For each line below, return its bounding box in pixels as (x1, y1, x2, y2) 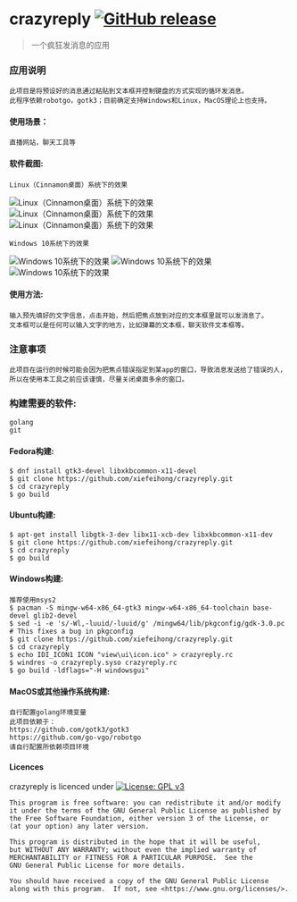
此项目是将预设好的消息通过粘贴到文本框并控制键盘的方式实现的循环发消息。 (9, 87, 249, 96)
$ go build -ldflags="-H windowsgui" (9, 666, 150, 675)
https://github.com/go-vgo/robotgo (9, 733, 142, 742)
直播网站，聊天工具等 (9, 139, 76, 148)
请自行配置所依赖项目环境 (9, 743, 89, 752)
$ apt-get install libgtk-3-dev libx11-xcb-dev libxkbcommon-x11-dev (9, 530, 274, 539)
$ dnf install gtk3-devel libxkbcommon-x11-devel (9, 466, 198, 476)
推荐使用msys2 (9, 595, 56, 605)
